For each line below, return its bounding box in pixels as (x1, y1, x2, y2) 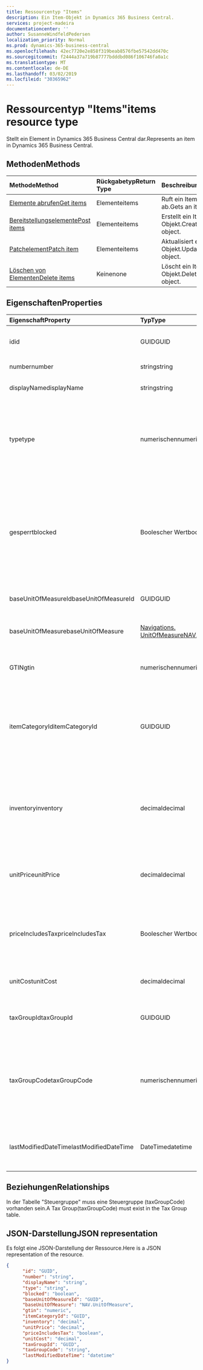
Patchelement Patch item (9, 244, 79, 253)
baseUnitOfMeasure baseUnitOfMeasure (9, 627, 124, 635)
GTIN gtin (9, 663, 35, 671)
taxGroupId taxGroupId (9, 1013, 73, 1022)
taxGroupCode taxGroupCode (9, 1076, 92, 1085)
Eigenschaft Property (9, 316, 71, 324)
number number (9, 362, 54, 371)
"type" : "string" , (22, 1285, 69, 1291)
